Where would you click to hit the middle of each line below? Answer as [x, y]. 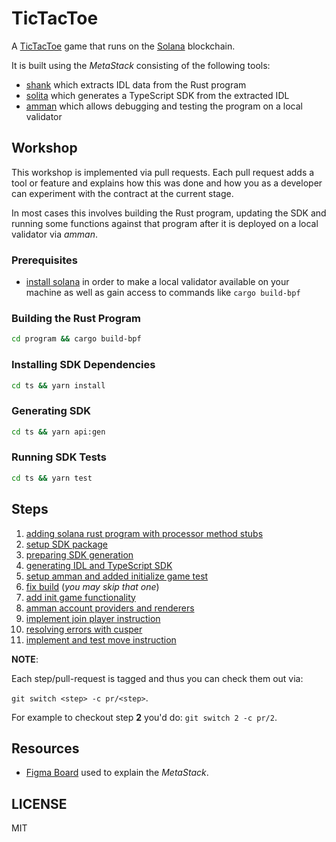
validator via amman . [55, 234]
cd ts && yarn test [52, 478]
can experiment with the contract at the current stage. [122, 193]
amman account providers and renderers [110, 608]
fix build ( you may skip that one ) [92, 586]
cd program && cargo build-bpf [76, 339]
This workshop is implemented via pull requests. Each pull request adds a [163, 172]
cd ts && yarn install [58, 385]
